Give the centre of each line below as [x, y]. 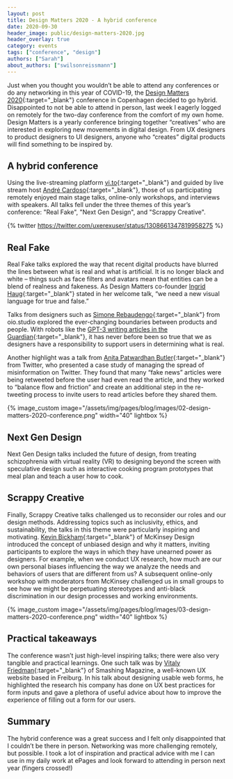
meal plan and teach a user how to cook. [65, 476]
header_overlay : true [39, 40]
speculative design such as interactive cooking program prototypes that [110, 469]
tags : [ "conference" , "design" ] [54, 53]
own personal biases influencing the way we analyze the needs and [104, 566]
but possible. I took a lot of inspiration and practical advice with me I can [111, 753]
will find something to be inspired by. [60, 144]
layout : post [26, 14]
